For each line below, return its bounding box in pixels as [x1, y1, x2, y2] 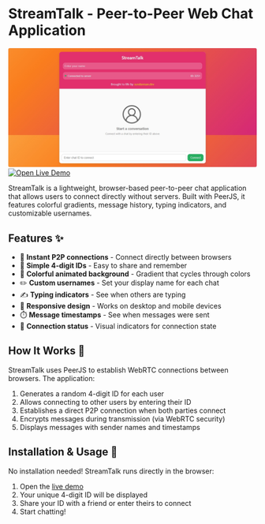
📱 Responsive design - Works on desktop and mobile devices [19, 301, 222, 310]
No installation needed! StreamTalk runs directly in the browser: [8, 466, 215, 476]
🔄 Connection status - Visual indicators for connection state [19, 321, 217, 331]
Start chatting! [19, 507, 66, 516]
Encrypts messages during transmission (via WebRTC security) [19, 414, 226, 423]
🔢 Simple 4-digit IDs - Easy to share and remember [19, 260, 188, 270]
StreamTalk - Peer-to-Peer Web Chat [8, 5, 254, 23]
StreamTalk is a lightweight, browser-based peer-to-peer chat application [8, 183, 247, 193]
